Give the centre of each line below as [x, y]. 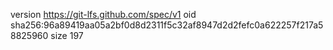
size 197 [67, 35]
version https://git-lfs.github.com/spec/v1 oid [103, 14]
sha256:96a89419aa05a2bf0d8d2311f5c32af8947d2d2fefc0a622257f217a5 [167, 25]
